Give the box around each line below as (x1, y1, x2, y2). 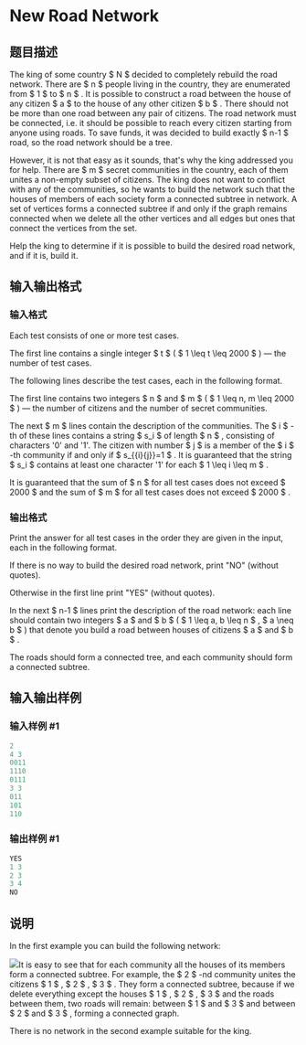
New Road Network (9, 5, 160, 27)
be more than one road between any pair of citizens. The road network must (9, 108, 297, 119)
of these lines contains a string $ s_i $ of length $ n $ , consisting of (18, 430, 276, 441)
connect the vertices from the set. (9, 223, 138, 233)
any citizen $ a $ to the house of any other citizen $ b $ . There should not (9, 98, 290, 109)
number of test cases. (9, 357, 92, 368)
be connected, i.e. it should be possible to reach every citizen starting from (9, 118, 292, 128)
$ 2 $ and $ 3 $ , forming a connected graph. (9, 1008, 180, 1019)
